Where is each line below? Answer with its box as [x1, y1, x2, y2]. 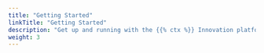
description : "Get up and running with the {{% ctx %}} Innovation [8, 26, 234, 34]
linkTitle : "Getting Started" [8, 19, 108, 26]
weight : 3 [8, 33, 41, 41]
